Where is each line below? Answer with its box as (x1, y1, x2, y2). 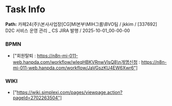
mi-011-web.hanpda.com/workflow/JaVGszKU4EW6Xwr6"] (12, 65, 138, 71)
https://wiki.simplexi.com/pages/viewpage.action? (16, 89, 123, 95)
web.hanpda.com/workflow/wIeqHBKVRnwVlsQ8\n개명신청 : (12, 59, 140, 65)
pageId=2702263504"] (12, 94, 62, 100)
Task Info (5, 4, 46, 15)
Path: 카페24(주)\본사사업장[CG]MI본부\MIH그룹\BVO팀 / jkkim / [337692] (5, 21, 158, 27)
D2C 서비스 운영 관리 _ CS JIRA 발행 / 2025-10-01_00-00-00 (5, 27, 131, 34)
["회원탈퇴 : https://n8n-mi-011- (12, 52, 78, 59)
